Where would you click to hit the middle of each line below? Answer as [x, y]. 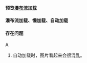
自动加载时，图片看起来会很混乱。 [49, 55]
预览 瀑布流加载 [21, 8]
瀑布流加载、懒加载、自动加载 [37, 20]
